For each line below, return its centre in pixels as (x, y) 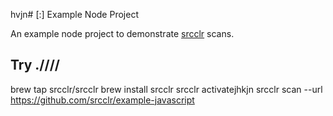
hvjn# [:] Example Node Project (74, 14)
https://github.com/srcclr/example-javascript (102, 100)
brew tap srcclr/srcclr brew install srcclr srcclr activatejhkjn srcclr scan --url (166, 89)
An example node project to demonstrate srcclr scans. (122, 33)
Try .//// (35, 65)
